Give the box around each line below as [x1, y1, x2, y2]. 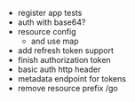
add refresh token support [17, 45, 114, 56]
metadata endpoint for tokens [17, 74, 127, 83]
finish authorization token [17, 55, 111, 65]
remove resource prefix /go [17, 83, 118, 93]
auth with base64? [17, 17, 86, 27]
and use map [30, 35, 79, 46]
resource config [17, 27, 77, 36]
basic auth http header [17, 64, 101, 75]
